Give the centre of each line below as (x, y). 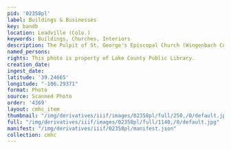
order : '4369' (27, 103)
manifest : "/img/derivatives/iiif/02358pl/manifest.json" (92, 128)
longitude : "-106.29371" (43, 84)
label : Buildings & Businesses (52, 20)
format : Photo (27, 90)
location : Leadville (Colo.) (49, 33)
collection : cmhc (32, 135)
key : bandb (23, 26)
